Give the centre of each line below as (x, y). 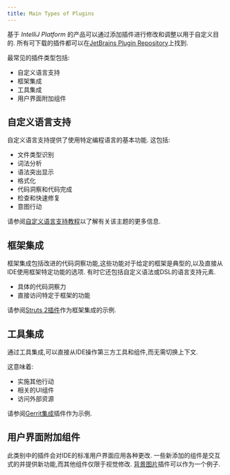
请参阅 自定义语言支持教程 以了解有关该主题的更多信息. (84, 222)
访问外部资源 (35, 399)
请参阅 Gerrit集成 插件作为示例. (50, 413)
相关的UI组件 (35, 390)
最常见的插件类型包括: (39, 57)
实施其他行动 (35, 382)
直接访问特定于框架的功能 (54, 296)
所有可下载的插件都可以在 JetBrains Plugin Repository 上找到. (102, 43)
